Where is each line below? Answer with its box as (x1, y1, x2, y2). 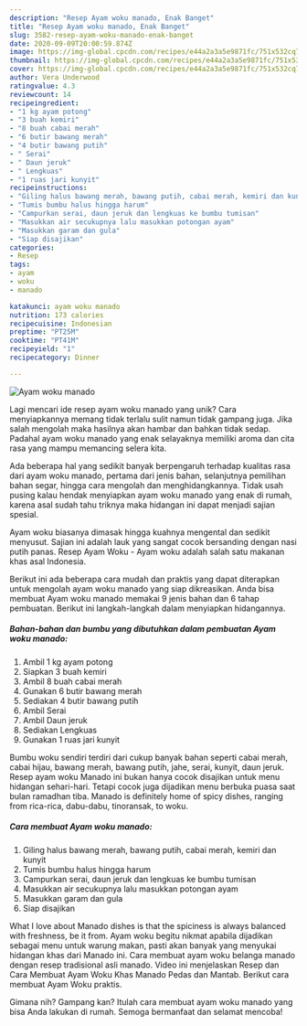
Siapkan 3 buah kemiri (22, 666, 107, 677)
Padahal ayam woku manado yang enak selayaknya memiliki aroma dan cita (9, 433, 295, 444)
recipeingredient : (9, 98, 79, 108)
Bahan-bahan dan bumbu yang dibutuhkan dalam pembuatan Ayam (9, 624, 277, 635)
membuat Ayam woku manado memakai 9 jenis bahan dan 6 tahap (9, 593, 260, 604)
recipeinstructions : (9, 184, 89, 193)
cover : (9, 65, 35, 74)
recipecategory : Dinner (9, 353, 101, 362)
